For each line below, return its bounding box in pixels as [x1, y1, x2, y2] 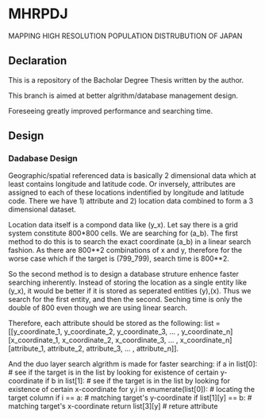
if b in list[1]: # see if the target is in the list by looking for [44, 376, 231, 386]
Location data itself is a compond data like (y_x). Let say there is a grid [8, 220, 238, 230]
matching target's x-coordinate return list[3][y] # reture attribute [8, 402, 218, 411]
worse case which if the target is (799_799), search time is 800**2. [8, 254, 230, 263]
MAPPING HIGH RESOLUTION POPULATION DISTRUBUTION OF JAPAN [8, 31, 243, 41]
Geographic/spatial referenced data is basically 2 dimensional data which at [8, 171, 256, 180]
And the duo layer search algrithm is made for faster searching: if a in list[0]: [8, 359, 258, 369]
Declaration [8, 54, 67, 68]
